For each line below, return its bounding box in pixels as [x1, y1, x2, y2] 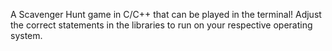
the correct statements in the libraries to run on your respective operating [10, 19, 313, 31]
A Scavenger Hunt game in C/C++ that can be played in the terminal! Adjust [10, 9, 322, 20]
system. [10, 30, 43, 41]
